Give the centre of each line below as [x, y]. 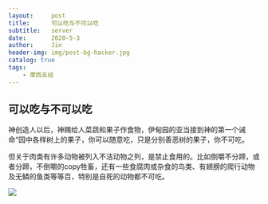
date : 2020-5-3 [44, 38]
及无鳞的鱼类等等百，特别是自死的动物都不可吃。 [89, 177]
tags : [17, 68]
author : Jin [35, 45]
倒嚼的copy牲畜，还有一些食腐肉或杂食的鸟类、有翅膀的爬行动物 [149, 167]
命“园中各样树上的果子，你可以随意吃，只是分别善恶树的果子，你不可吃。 [129, 139]
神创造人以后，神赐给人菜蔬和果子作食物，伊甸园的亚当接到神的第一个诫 [127, 130]
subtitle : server [41, 30]
